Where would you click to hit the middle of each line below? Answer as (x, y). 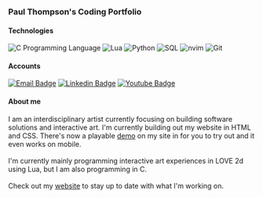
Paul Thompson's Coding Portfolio (75, 12)
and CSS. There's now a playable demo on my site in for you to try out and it (131, 135)
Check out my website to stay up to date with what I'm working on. (116, 185)
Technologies (31, 31)
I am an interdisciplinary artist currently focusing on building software (121, 119)
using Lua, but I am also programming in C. (78, 169)
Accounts (24, 66)
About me (25, 101)
